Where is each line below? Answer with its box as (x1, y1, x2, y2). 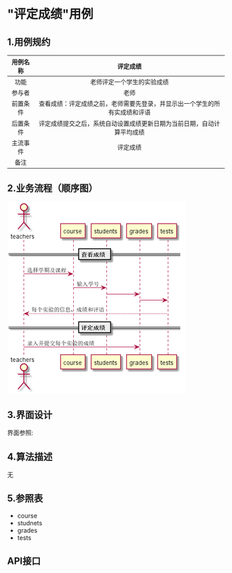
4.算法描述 (7, 451, 53, 462)
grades (17, 526, 38, 534)
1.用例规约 (7, 36, 51, 48)
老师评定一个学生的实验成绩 (90, 78, 169, 86)
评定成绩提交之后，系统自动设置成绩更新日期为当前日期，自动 (39, 119, 215, 127)
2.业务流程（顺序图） (7, 182, 98, 194)
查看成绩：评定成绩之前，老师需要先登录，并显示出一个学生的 (39, 100, 215, 108)
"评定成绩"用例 (7, 6, 93, 22)
